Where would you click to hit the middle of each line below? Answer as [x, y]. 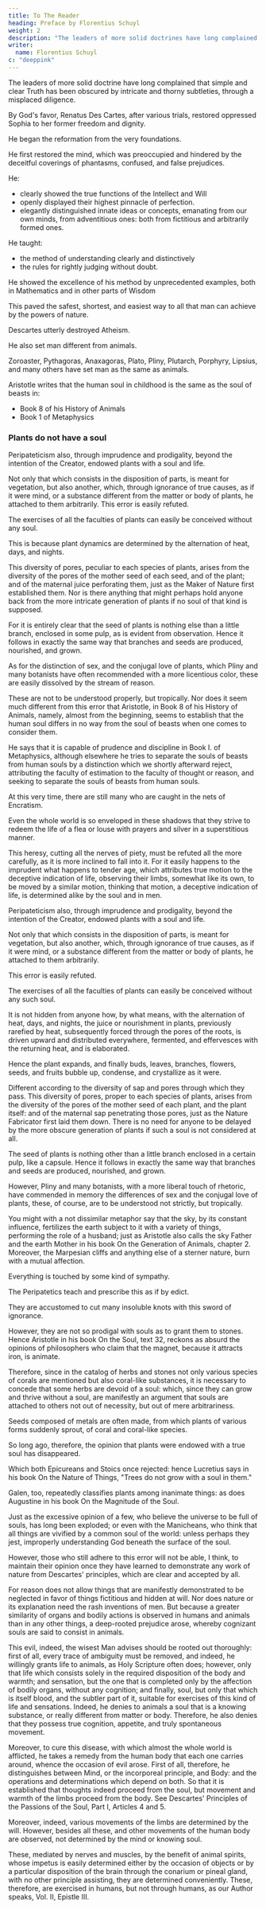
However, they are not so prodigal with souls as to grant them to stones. [126, 1331]
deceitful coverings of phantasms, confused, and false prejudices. [116, 162]
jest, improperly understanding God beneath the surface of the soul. [120, 1542]
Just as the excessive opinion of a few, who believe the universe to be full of [133, 1517]
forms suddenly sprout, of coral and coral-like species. [98, 1430]
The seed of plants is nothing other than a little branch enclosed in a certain [132, 1154]
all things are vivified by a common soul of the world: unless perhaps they [129, 1534]
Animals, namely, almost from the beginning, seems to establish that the [126, 715]
